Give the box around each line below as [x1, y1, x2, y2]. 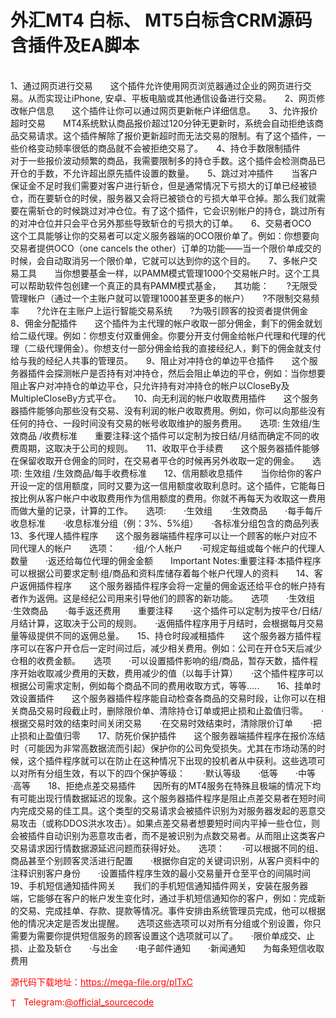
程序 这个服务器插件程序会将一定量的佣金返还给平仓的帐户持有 [53, 579, 326, 591]
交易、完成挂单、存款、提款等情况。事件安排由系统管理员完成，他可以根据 [18, 904, 326, 916]
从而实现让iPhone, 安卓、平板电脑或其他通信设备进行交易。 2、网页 [27, 92, 317, 104]
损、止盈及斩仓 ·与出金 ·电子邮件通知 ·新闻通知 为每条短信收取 [10, 942, 325, 954]
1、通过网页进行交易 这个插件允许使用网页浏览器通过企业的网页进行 [10, 79, 303, 91]
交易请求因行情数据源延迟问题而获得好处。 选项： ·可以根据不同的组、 [10, 842, 325, 854]
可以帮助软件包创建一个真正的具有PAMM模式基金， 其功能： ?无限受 [10, 279, 318, 291]
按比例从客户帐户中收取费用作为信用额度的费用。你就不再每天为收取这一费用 [10, 492, 326, 504]
